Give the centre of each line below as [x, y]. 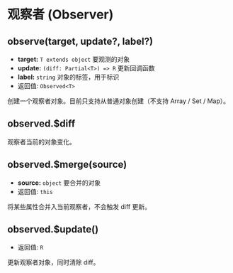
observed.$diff [41, 124]
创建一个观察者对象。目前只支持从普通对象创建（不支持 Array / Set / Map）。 [119, 101]
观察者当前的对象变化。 [41, 141]
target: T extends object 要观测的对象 [73, 59]
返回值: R [30, 247]
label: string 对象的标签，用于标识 [68, 77]
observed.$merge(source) [67, 165]
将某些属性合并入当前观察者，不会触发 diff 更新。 [79, 206]
